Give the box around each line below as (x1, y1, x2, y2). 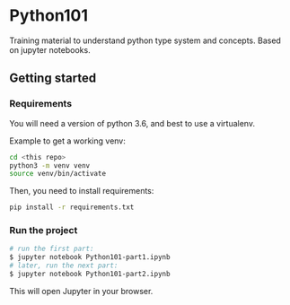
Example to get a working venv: (9, 135, 126, 146)
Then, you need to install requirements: (9, 186, 154, 196)
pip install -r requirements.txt (9, 203, 135, 212)
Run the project (9, 224, 78, 237)
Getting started (9, 71, 97, 86)
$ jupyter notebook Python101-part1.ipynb (9, 253, 171, 262)
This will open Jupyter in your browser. (9, 285, 154, 296)
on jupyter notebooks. (9, 44, 92, 55)
